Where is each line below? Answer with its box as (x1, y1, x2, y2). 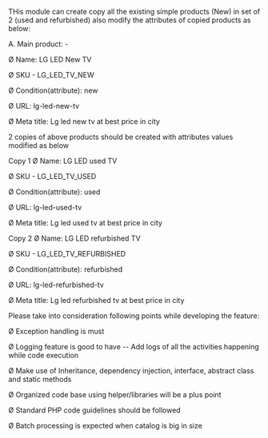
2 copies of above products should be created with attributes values (8, 132, 234, 141)
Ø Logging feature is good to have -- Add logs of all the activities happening (8, 342, 260, 351)
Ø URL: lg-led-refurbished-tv (8, 280, 104, 289)
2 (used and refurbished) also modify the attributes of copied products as (8, 15, 251, 25)
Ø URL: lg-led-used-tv (8, 203, 82, 212)
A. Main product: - (8, 39, 69, 49)
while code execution (8, 351, 78, 360)
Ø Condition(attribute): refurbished (8, 265, 122, 274)
